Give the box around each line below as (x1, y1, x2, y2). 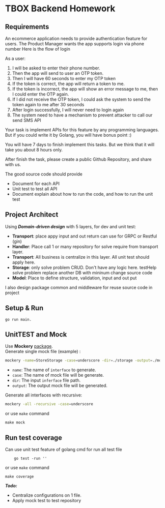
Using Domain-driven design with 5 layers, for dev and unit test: (5, 223, 137, 229)
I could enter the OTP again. (12, 91, 69, 97)
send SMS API (12, 118, 42, 123)
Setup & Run (5, 304, 44, 312)
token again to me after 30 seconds (12, 102, 84, 107)
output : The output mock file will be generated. (12, 383, 108, 388)
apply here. (12, 259, 35, 265)
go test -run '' (14, 456, 48, 461)
